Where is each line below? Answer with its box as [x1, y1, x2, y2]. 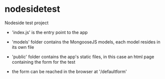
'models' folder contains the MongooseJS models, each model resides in [11, 39, 161, 45]
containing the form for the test [11, 59, 76, 65]
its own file [11, 44, 34, 50]
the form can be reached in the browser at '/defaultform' [11, 68, 127, 75]
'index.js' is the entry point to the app [11, 29, 88, 35]
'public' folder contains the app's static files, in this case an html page [11, 53, 154, 60]
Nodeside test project [4, 20, 49, 26]
